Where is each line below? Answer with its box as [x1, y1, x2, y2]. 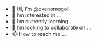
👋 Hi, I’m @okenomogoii [11, 6, 70, 12]
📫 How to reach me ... [11, 31, 66, 37]
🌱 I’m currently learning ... [11, 18, 75, 24]
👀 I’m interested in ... [11, 12, 62, 19]
